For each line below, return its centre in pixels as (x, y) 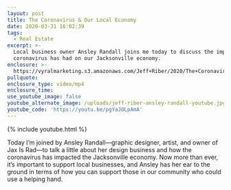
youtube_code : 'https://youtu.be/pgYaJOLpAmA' (75, 109)
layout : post (26, 13)
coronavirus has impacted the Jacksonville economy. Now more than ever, (113, 157)
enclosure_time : (30, 90)
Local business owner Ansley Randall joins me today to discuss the (113, 52)
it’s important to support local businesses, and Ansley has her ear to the (109, 164)
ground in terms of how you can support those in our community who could (114, 171)
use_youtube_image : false (44, 97)
